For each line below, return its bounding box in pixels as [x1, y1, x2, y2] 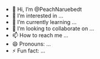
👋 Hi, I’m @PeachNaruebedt [12, 6, 82, 13]
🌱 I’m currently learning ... [12, 19, 77, 25]
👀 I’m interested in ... [12, 12, 64, 19]
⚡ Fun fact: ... [12, 47, 45, 54]
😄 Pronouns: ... [12, 40, 52, 48]
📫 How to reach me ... [12, 32, 68, 39]
